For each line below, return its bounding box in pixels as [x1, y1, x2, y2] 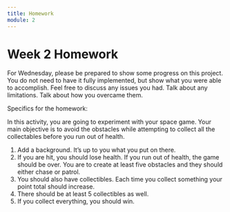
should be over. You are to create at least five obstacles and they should [17, 160, 223, 169]
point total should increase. [17, 182, 95, 191]
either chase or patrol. [17, 168, 81, 176]
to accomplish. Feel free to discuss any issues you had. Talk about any [7, 84, 209, 92]
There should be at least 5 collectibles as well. [17, 190, 149, 198]
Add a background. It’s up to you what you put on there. [17, 146, 176, 154]
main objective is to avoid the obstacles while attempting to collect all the [7, 125, 215, 133]
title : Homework [7, 10, 54, 17]
